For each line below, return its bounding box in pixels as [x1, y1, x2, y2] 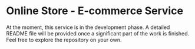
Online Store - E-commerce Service [6, 4, 184, 18]
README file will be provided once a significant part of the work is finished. [6, 30, 190, 37]
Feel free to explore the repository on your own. [6, 36, 122, 43]
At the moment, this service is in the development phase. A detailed [6, 24, 170, 31]
